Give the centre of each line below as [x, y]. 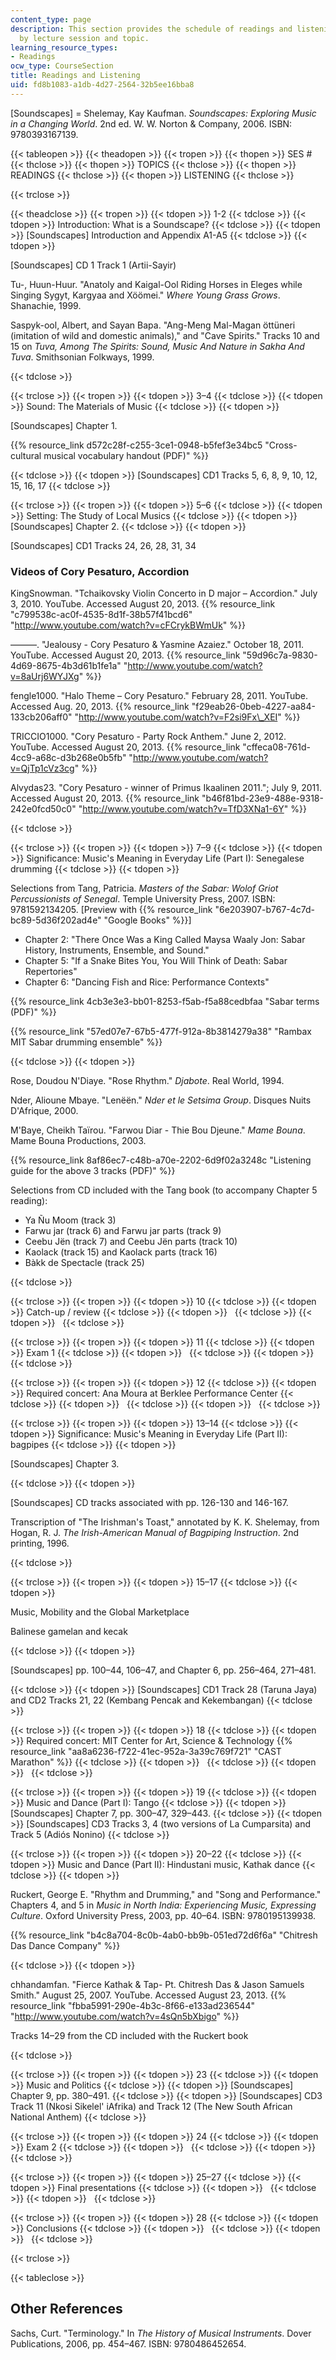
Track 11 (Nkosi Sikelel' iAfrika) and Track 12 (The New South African [151, 2107]
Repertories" [51, 972]
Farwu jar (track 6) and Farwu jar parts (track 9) [123, 1231]
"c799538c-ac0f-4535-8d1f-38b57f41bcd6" [101, 615]
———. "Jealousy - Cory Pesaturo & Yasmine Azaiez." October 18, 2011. [157, 645]
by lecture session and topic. [84, 38]
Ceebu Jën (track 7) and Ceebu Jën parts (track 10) [131, 1242]
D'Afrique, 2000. [44, 1111]
